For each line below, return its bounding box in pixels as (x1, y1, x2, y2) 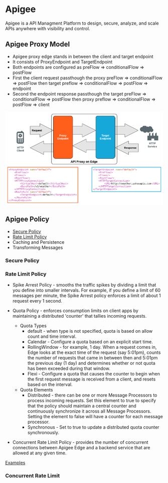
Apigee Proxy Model (5, 40, 70, 49)
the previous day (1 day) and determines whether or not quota (27, 360, 155, 366)
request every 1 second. (12, 298, 63, 304)
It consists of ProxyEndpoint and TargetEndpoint (12, 59, 113, 65)
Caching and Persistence (12, 239, 65, 245)
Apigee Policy (5, 215, 50, 224)
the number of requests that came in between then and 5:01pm (27, 354, 158, 360)
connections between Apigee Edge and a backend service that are (12, 444, 150, 450)
